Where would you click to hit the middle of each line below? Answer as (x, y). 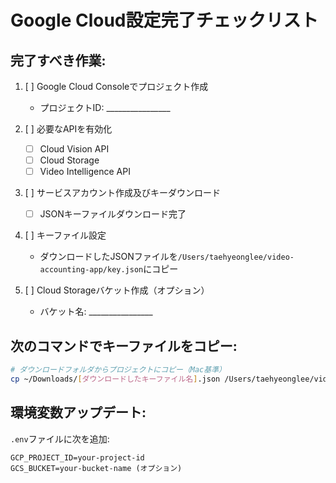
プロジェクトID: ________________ (105, 107)
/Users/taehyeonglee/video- (236, 257)
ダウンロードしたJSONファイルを (108, 257)
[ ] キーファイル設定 (65, 235)
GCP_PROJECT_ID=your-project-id (77, 457)
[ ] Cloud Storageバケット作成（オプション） (117, 290)
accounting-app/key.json (91, 270)
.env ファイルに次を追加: (60, 438)
